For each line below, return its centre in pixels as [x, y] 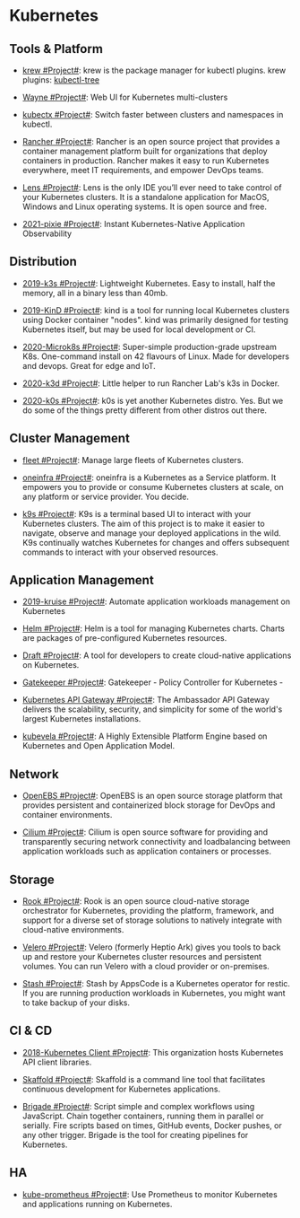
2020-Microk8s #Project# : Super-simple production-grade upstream [150, 346]
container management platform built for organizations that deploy [145, 151]
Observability [47, 233]
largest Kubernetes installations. [81, 719]
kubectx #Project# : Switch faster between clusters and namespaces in [153, 114]
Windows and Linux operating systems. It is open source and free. [144, 206]
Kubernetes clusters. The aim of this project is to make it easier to [144, 523]
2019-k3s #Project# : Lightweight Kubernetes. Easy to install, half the [149, 283]
